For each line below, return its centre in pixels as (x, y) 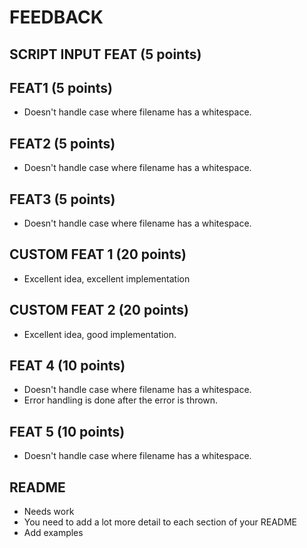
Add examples (53, 533)
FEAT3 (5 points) (62, 199)
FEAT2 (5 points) (62, 143)
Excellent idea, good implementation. (100, 334)
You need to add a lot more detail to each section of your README (160, 522)
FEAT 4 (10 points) (67, 366)
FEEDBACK (56, 17)
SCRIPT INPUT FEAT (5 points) (105, 54)
